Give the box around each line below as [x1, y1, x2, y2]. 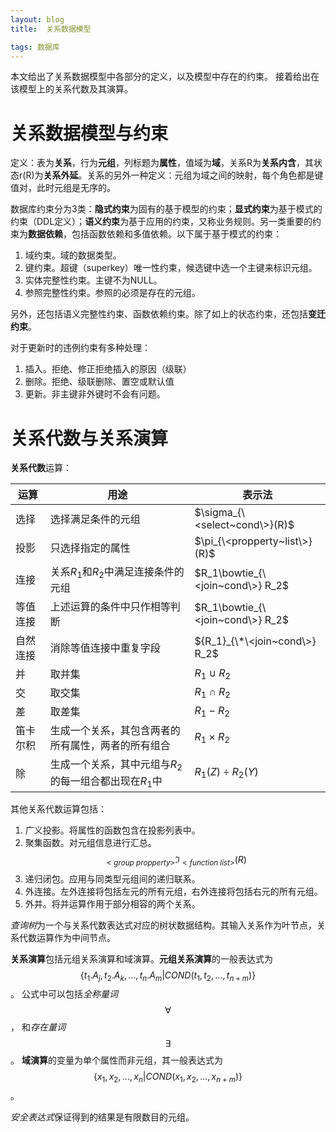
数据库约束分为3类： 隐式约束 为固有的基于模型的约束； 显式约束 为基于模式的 [10, 203, 323, 215]
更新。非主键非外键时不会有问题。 [24, 388, 166, 400]
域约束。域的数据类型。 [24, 249, 122, 261]
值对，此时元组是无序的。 [10, 182, 116, 194]
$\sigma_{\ [194, 506, 246, 520]
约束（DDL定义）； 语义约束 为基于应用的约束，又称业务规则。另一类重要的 [10, 216, 313, 228]
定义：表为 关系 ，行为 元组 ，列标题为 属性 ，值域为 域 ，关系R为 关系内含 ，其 [10, 157, 315, 169]
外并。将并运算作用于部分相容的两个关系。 [24, 897, 201, 910]
